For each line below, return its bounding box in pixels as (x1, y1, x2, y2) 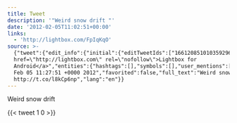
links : (7, 30, 27, 37)
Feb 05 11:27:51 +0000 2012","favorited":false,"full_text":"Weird (13, 69, 217, 76)
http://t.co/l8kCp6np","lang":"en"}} (13, 75, 125, 83)
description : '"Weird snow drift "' (7, 17, 115, 24)
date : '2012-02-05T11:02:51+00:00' (7, 23, 112, 30)
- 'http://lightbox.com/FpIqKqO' (13, 37, 112, 44)
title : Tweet (7, 10, 46, 18)
